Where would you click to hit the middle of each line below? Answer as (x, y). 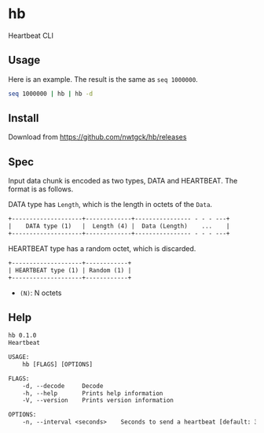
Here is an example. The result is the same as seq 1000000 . (103, 79)
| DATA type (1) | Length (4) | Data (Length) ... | (119, 226)
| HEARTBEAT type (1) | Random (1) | (70, 270)
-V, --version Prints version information (98, 401)
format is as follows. (41, 189)
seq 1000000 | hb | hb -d (50, 94)
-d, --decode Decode (63, 386)
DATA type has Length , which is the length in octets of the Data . (110, 205)
